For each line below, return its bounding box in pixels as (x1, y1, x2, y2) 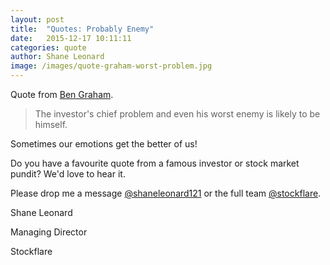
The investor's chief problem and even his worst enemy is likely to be (34, 108, 321, 120)
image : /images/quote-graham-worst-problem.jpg (10, 61, 213, 71)
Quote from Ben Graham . (10, 89, 114, 100)
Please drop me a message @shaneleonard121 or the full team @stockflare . (10, 187, 322, 199)
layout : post (10, 14, 65, 25)
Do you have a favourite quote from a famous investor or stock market (10, 157, 300, 169)
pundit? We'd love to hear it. (10, 168, 126, 180)
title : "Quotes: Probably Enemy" (10, 24, 155, 34)
